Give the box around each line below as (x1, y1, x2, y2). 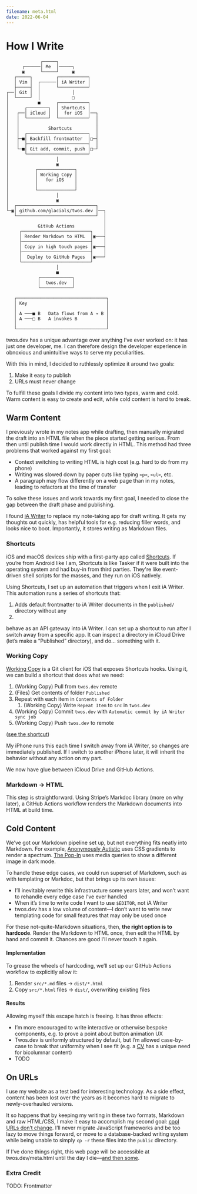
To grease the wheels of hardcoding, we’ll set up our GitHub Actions (6, 962, 172, 969)
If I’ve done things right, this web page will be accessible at (6, 1148, 150, 1155)
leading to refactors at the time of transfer (14, 483, 116, 491)
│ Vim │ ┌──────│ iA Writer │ (14, 79, 91, 85)
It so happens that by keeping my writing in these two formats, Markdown (6, 1112, 185, 1119)
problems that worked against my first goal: (6, 447, 112, 454)
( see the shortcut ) (6, 730, 50, 738)
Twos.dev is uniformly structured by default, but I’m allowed (14, 1036, 160, 1044)
